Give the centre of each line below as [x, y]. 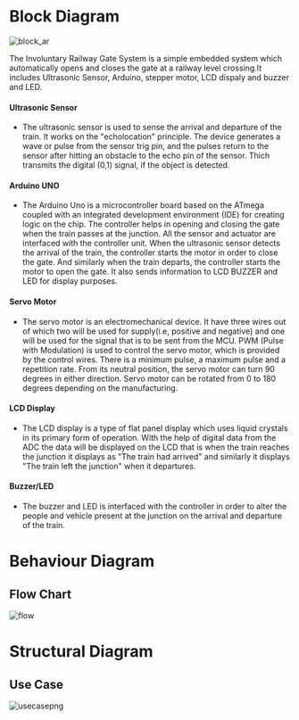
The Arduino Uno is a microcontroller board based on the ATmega [143, 205]
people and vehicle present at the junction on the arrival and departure [152, 516]
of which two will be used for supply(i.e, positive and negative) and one [154, 331]
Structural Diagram [81, 652]
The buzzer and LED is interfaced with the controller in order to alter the [154, 506]
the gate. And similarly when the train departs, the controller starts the [151, 262]
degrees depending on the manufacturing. [100, 388]
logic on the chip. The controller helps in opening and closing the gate [151, 224]
